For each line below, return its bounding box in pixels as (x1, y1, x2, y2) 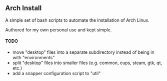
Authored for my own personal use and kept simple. (5, 27, 112, 33)
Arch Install (5, 4, 42, 12)
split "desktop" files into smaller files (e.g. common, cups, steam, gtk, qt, (12, 60, 162, 66)
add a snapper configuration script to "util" (12, 71, 101, 77)
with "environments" (12, 55, 55, 61)
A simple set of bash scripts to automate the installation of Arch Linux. (5, 17, 150, 23)
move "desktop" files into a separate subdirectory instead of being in (12, 49, 154, 55)
